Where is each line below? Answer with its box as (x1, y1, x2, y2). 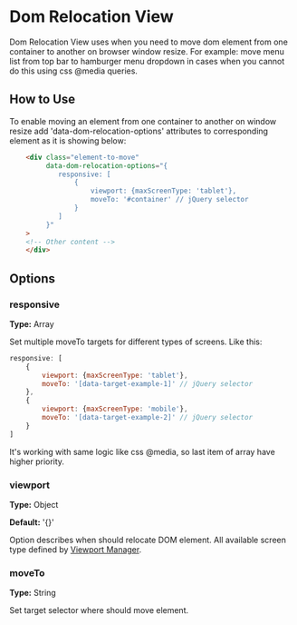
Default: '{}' (9, 516, 54, 528)
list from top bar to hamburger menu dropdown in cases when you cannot (9, 55, 285, 66)
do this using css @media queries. (9, 65, 139, 76)
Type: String (9, 588, 56, 599)
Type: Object (9, 499, 59, 510)
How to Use (9, 92, 76, 107)
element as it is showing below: (9, 134, 127, 146)
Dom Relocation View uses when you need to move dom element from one (9, 36, 288, 47)
